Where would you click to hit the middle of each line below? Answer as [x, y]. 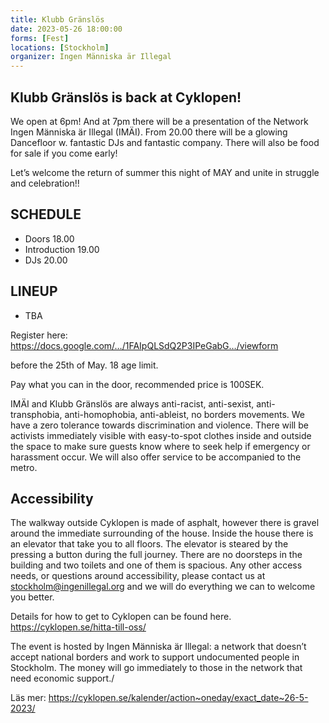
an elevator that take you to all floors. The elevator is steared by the [149, 544]
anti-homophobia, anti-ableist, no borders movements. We [185, 414]
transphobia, [36, 414]
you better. [32, 597]
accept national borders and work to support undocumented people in [155, 657]
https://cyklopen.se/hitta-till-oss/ [78, 627]
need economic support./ [62, 678]
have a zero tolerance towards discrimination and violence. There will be [159, 425]
